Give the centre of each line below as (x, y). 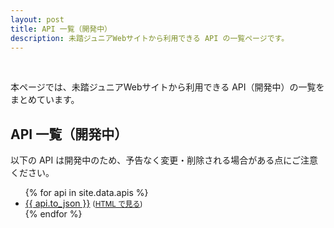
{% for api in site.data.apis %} (86, 193)
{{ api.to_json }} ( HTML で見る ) (83, 203)
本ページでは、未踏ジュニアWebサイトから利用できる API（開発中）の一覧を (167, 87)
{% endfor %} (53, 214)
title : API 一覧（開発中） (61, 29)
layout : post (37, 19)
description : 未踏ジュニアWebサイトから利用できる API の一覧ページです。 (150, 38)
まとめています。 (45, 100)
